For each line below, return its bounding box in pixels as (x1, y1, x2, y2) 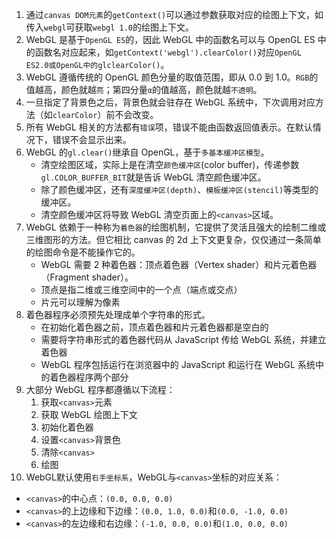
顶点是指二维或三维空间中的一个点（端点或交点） (40, 284, 243, 295)
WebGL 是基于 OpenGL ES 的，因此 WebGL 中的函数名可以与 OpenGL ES (25, 34, 316, 45)
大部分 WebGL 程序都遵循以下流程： (25, 384, 176, 395)
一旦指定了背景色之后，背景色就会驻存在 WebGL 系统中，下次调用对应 (25, 96, 316, 108)
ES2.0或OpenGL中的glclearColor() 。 (25, 59, 170, 70)
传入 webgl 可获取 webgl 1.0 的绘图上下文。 (25, 21, 195, 33)
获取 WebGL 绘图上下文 (40, 409, 138, 420)
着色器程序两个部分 (49, 371, 129, 383)
